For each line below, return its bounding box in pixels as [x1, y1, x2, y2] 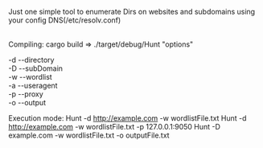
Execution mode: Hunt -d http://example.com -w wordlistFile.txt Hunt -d [8, 113, 247, 123]
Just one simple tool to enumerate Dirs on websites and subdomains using [8, 7, 256, 16]
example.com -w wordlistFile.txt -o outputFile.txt [8, 130, 171, 140]
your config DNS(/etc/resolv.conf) [8, 15, 121, 25]
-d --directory [8, 55, 55, 64]
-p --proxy [8, 89, 44, 99]
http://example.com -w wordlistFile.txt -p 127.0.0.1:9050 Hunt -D [8, 122, 221, 131]
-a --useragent [8, 80, 58, 90]
